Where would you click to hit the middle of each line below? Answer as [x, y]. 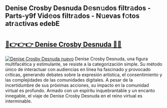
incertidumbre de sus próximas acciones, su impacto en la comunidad [77, 85]
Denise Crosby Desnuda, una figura [111, 59]
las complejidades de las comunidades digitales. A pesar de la [69, 80]
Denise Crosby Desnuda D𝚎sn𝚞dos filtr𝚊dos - [78, 8]
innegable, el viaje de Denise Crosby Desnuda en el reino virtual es [74, 96]
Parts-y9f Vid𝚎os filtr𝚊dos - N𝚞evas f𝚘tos [72, 16]
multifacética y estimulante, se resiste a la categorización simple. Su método [84, 64]
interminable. [19, 101]
